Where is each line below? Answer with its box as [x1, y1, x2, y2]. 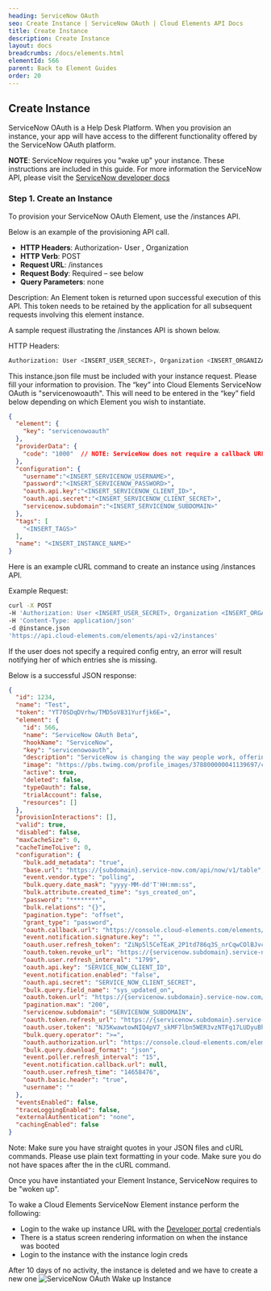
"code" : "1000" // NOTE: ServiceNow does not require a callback [23, 449, 251, 458]
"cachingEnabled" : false [15, 1121, 99, 1129]
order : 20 [8, 72, 42, 80]
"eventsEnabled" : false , [15, 1098, 99, 1106]
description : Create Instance [8, 34, 110, 43]
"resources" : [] [23, 798, 78, 806]
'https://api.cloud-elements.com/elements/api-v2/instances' [8, 631, 219, 639]
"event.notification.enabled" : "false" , [23, 971, 161, 979]
